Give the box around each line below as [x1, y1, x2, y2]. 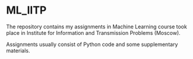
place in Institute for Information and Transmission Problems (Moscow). [6, 29, 181, 36]
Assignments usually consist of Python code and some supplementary [6, 41, 178, 48]
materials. [6, 47, 31, 54]
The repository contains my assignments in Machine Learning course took [6, 23, 188, 30]
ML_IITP [6, 4, 47, 17]
